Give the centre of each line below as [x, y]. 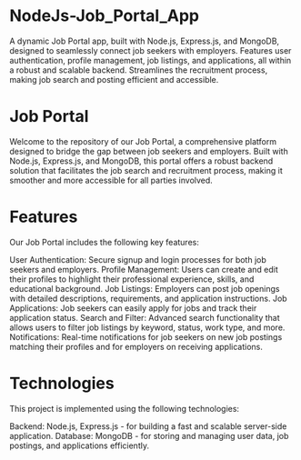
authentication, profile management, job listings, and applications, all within [150, 60]
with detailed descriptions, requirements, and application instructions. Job [149, 298]
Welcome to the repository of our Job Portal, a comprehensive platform [143, 141]
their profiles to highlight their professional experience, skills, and [132, 279]
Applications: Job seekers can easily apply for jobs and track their [133, 308]
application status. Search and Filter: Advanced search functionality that [145, 317]
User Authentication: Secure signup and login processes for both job [138, 259]
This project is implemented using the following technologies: [124, 408]
